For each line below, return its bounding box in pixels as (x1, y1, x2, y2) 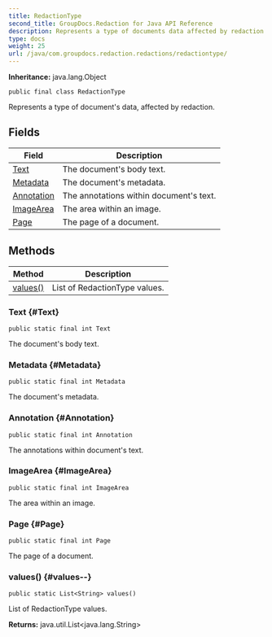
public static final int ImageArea (8, 483, 129, 492)
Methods (8, 244, 55, 258)
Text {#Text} (8, 306, 59, 317)
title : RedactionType (8, 11, 82, 20)
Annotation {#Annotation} (8, 412, 115, 424)
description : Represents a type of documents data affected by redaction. (8, 27, 268, 35)
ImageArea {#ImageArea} (8, 465, 112, 477)
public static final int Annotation (8, 430, 133, 439)
